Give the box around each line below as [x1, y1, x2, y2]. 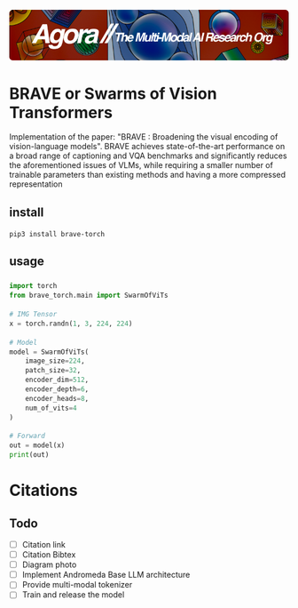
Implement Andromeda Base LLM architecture [21, 570, 191, 580]
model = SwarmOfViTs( [9, 348, 90, 356]
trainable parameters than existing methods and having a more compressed [9, 170, 286, 180]
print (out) [9, 451, 50, 460]
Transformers [9, 102, 114, 123]
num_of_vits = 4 [25, 404, 77, 412]
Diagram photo [21, 559, 77, 570]
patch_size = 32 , [25, 366, 82, 375]
